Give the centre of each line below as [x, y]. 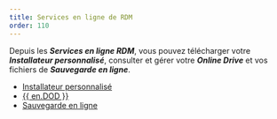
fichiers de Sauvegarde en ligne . [70, 69]
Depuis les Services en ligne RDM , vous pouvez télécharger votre [130, 50]
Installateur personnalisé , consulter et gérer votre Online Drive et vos [138, 60]
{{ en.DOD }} [45, 96]
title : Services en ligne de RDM [71, 17]
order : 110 [29, 26]
